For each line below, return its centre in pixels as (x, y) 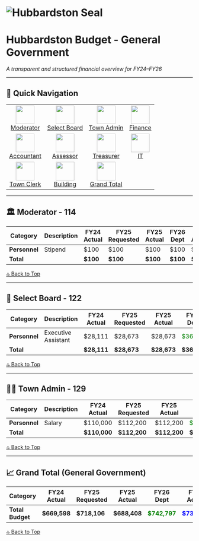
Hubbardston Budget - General (84, 40)
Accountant (25, 156)
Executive (58, 333)
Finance (141, 128)
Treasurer (106, 156)
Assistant (57, 340)
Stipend (55, 249)
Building (65, 184)
